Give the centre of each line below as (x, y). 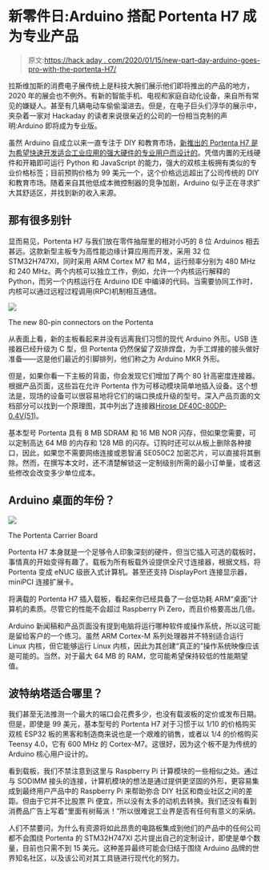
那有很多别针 (40, 221)
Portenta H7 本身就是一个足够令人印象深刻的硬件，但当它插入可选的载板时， (134, 551)
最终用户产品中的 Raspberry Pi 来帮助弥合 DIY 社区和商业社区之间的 (134, 791)
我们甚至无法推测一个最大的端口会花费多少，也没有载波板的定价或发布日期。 (134, 714)
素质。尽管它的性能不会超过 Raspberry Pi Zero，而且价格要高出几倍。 (144, 608)
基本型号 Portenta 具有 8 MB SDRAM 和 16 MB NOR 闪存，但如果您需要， (129, 432)
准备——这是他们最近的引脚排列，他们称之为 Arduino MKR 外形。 (116, 359)
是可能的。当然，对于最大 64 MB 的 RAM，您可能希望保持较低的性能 (121, 656)
